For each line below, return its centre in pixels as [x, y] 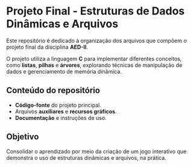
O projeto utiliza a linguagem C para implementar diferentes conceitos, [94, 58]
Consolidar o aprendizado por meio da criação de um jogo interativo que [96, 151]
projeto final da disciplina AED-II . [47, 47]
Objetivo [23, 137]
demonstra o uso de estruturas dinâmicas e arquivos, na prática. [87, 157]
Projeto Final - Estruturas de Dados [96, 11]
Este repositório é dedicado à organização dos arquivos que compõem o [96, 40]
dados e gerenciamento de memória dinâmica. [64, 71]
